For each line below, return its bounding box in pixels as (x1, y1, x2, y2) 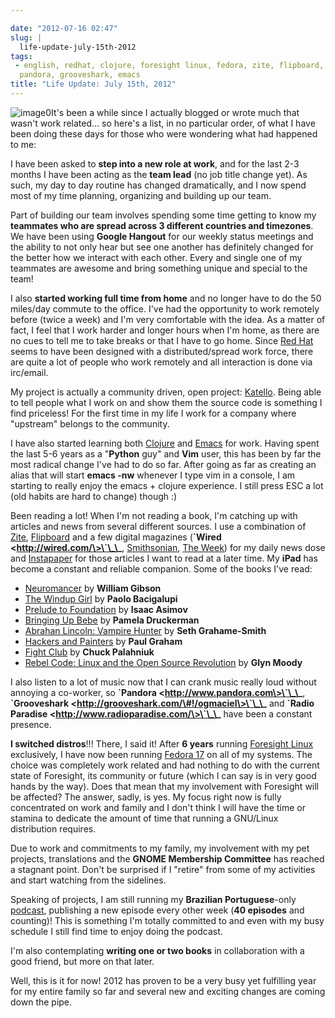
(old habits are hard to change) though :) (10, 490, 178, 502)
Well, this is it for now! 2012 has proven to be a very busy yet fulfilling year (10, 974, 317, 986)
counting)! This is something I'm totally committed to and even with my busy (10, 914, 325, 926)
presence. (10, 718, 52, 730)
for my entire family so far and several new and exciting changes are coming (10, 985, 326, 997)
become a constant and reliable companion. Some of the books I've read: (10, 562, 313, 575)
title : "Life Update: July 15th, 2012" (10, 79, 177, 90)
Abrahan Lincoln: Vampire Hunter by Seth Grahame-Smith (24, 624, 267, 636)
